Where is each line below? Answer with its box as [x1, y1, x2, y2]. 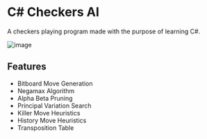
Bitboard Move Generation [17, 79, 93, 88]
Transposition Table [17, 123, 74, 132]
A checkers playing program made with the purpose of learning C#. [7, 27, 201, 35]
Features [7, 60, 47, 73]
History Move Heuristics [17, 116, 87, 124]
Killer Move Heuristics [17, 108, 81, 117]
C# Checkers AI [7, 4, 99, 20]
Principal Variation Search [17, 101, 92, 110]
